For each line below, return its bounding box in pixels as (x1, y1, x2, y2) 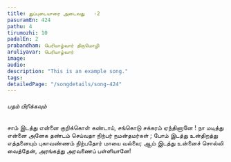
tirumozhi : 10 (7, 29, 48, 37)
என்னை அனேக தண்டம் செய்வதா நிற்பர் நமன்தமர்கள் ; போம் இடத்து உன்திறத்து (7, 132, 219, 140)
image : (7, 55, 26, 62)
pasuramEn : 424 (7, 17, 51, 23)
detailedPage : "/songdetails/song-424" (7, 81, 122, 88)
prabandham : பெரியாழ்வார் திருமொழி (7, 42, 100, 49)
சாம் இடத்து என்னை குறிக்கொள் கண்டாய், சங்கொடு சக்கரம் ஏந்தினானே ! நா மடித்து (7, 123, 224, 132)
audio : (7, 61, 26, 68)
